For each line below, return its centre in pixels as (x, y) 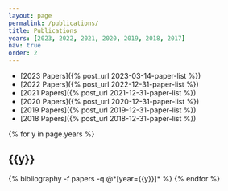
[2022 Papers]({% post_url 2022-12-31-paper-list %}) (109, 84)
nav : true (25, 46)
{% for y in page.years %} (52, 134)
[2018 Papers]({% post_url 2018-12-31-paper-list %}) (108, 118)
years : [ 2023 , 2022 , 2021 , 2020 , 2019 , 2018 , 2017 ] (97, 38)
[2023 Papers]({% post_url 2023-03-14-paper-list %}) (110, 76)
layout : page (30, 16)
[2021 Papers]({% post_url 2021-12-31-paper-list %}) (108, 93)
